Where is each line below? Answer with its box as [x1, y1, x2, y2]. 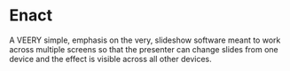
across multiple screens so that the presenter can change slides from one [9, 43, 279, 54]
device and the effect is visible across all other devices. [9, 53, 212, 64]
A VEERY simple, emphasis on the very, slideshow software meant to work [9, 35, 281, 45]
